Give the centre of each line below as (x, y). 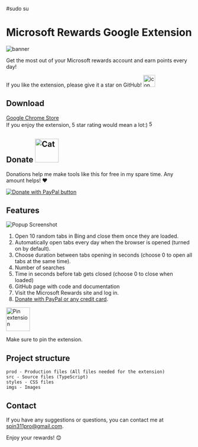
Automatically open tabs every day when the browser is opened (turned (102, 242)
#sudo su (18, 9)
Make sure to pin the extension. (44, 340)
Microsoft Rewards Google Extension (99, 33)
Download (25, 103)
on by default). (33, 249)
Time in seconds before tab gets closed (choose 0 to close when (94, 274)
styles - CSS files (30, 382)
